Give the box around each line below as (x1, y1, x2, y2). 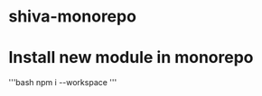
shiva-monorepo (8, 6, 137, 27)
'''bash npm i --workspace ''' (8, 77, 117, 88)
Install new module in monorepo (8, 48, 254, 68)
